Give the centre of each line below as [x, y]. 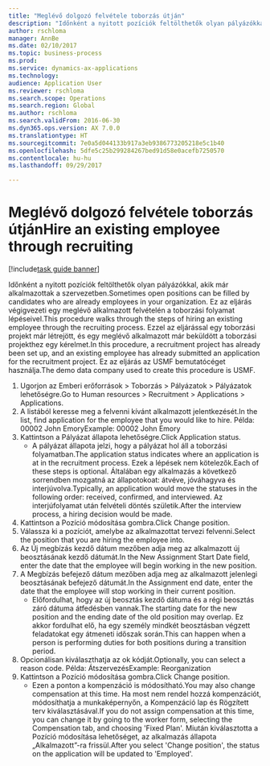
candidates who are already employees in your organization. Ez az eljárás [130, 302]
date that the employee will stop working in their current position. [127, 591]
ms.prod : [23, 61]
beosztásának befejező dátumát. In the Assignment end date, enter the [136, 583]
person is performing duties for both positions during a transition [139, 643]
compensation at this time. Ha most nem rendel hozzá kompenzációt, [147, 694]
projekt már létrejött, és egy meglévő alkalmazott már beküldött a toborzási [133, 336]
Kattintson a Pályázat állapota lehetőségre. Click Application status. [130, 437]
